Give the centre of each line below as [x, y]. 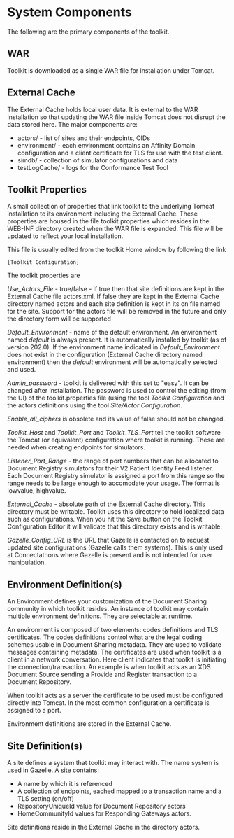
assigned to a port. [34, 711]
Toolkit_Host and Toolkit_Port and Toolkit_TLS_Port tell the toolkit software [114, 433]
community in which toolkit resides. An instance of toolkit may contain [108, 609]
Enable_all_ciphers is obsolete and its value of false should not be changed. [116, 419]
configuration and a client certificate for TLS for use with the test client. [120, 153]
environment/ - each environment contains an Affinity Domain [106, 145]
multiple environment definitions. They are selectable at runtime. [100, 616]
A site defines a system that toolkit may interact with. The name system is [113, 763]
